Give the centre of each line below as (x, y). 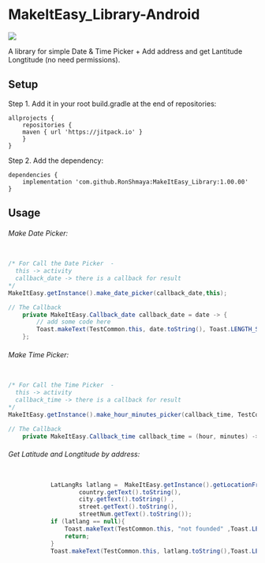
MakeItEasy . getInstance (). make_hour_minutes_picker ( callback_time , (121, 414)
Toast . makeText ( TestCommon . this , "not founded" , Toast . (158, 529)
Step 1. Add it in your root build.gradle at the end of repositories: (112, 104)
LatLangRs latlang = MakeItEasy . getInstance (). (132, 485)
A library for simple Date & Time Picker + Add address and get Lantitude (125, 51)
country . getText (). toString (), (130, 492)
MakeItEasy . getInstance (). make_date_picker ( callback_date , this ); (118, 293)
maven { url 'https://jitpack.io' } (83, 132)
